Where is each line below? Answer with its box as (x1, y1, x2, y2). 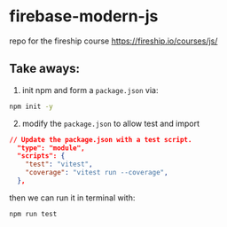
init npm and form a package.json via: (21, 84, 159, 95)
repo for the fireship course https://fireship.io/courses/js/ (9, 35, 218, 46)
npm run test (9, 209, 58, 218)
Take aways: (9, 61, 81, 76)
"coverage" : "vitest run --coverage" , (25, 168, 168, 177)
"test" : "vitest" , (25, 160, 93, 169)
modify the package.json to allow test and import (21, 118, 200, 129)
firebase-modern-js (9, 6, 159, 27)
